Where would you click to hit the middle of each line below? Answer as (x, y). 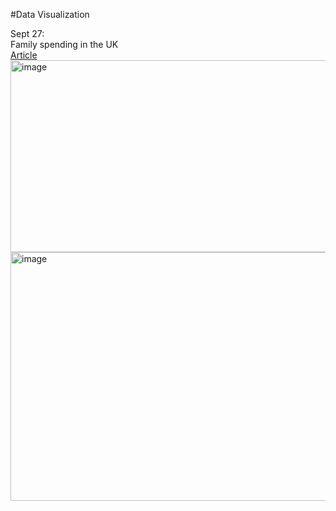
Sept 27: (27, 33)
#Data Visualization (50, 14)
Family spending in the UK (64, 44)
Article (24, 55)
